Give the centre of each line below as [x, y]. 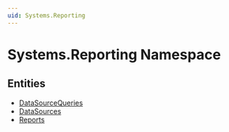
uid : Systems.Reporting [47, 15]
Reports [32, 119]
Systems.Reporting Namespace [114, 54]
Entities [26, 84]
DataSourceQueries [51, 103]
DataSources [40, 111]
